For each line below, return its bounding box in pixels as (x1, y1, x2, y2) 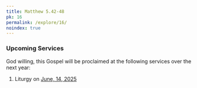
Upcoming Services (6, 45, 64, 53)
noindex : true (6, 25, 41, 31)
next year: (6, 64, 31, 71)
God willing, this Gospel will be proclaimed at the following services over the (6, 57, 192, 65)
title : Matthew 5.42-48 (6, 8, 65, 15)
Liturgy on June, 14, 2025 (14, 75, 77, 82)
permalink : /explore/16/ (6, 19, 67, 25)
